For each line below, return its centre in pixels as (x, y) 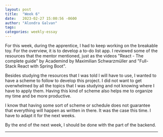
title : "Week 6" (23, 14)
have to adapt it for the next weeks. (41, 116)
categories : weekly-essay (31, 32)
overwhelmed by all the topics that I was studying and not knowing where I (80, 86)
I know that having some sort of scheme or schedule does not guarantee (78, 105)
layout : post (18, 9)
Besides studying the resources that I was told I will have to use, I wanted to (81, 75)
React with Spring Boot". (42, 66)
